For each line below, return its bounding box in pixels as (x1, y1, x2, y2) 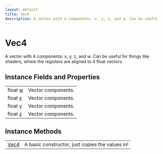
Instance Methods (5, 127, 62, 135)
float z (7, 110, 22, 117)
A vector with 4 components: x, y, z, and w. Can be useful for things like (5, 53, 150, 59)
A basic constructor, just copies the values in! (24, 141, 129, 148)
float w (7, 87, 23, 93)
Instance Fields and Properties (5, 73, 100, 81)
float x (7, 95, 22, 102)
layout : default (5, 7, 38, 12)
